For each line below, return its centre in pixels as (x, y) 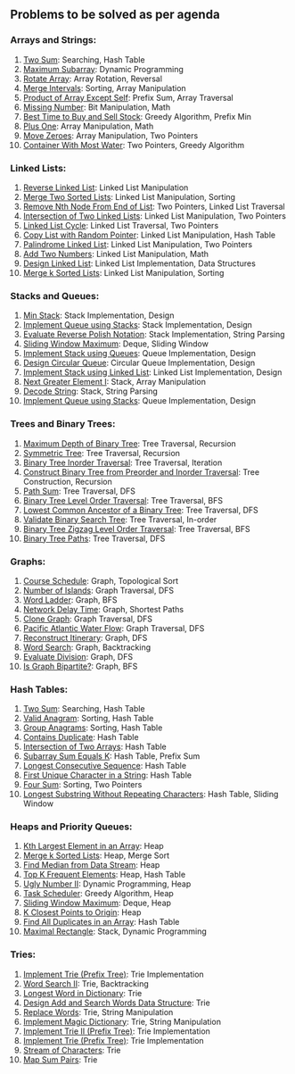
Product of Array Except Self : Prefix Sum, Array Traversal (128, 97)
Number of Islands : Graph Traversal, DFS (98, 590)
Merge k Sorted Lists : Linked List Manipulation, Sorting (123, 272)
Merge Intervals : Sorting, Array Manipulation (104, 87)
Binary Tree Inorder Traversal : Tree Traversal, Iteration (123, 462)
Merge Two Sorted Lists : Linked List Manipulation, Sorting (129, 196)
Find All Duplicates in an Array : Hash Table (101, 922)
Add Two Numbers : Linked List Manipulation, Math (115, 254)
